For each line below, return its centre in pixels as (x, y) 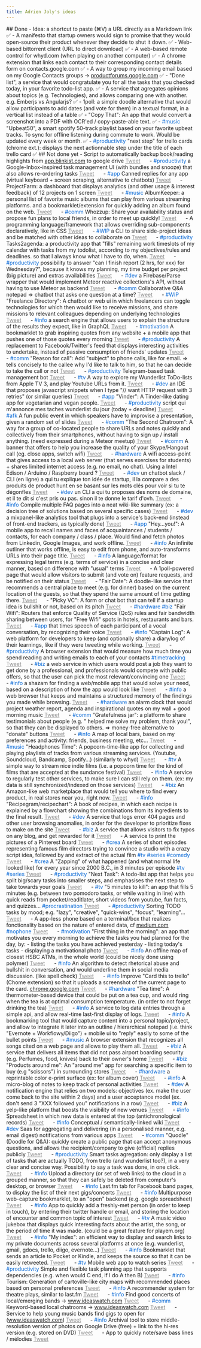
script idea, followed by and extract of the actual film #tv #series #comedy (98, 855)
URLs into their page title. (37, 556)
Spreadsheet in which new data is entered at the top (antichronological (94, 1116)
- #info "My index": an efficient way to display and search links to (111, 1237)
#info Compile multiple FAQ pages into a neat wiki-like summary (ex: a (93, 505)
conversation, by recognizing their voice (56, 632)
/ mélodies (19, 1339)
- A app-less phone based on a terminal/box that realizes (101, 918)
